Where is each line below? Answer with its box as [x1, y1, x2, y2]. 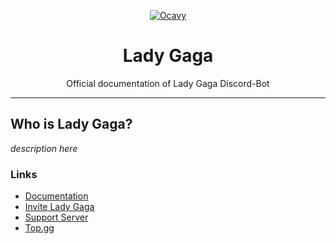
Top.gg [24, 222, 55, 234]
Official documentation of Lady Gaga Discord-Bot [66, 77, 270, 89]
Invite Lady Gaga [24, 201, 95, 213]
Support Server [24, 211, 89, 224]
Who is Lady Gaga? [10, 116, 133, 133]
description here [10, 142, 78, 154]
